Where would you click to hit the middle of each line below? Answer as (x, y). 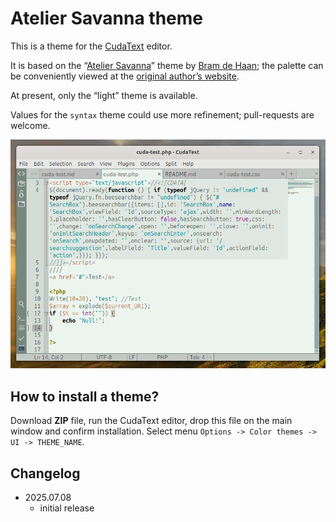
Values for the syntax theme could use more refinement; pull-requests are (162, 114)
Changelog (45, 473)
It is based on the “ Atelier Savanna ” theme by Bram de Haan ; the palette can (167, 65)
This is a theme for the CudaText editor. (91, 46)
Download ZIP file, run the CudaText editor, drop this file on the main (151, 421)
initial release (67, 508)
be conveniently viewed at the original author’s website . (125, 76)
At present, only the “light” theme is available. (104, 95)
